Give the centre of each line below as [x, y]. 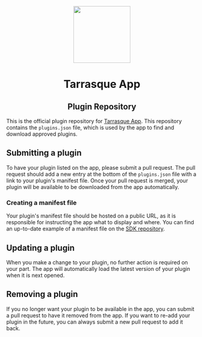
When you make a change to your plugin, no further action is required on [97, 262]
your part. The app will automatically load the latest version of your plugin [98, 269]
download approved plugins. [42, 134]
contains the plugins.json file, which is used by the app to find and [90, 128]
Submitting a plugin [44, 153]
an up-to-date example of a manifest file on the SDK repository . [86, 229]
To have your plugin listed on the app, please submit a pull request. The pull [101, 167]
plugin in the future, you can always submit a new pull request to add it [95, 322]
